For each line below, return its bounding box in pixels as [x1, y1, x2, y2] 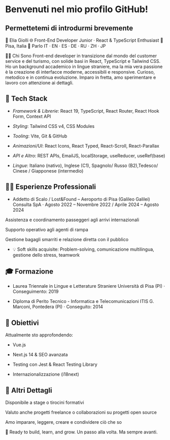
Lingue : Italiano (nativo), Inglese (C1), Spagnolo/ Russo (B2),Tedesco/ [12, 162, 158, 168]
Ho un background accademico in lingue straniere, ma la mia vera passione [5, 63, 163, 70]
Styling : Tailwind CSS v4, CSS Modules [12, 123, 95, 129]
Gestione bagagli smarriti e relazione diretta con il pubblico [5, 236, 128, 242]
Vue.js [12, 342, 26, 348]
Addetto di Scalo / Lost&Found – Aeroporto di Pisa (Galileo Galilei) [12, 196, 151, 202]
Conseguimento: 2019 [12, 288, 59, 295]
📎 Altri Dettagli [5, 386, 52, 394]
